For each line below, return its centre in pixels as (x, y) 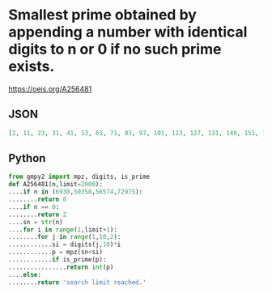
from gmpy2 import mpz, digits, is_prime (79, 177)
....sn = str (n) (36, 222)
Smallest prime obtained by (102, 15)
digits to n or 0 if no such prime (115, 49)
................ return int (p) (61, 267)
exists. (32, 67)
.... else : (25, 274)
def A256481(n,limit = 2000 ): (56, 185)
